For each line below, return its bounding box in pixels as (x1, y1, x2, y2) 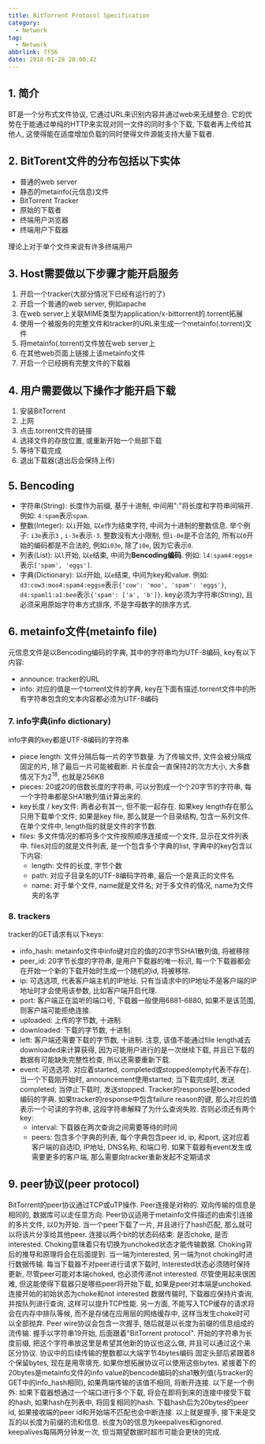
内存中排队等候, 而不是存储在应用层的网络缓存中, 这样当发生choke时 (21, 1308, 244, 1318)
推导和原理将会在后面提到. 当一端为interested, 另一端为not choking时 (21, 1249, 246, 1258)
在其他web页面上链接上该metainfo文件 (19, 348, 146, 358)
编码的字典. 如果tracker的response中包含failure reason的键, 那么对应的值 (19, 1095, 257, 1104)
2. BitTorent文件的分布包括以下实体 (8, 155, 181, 168)
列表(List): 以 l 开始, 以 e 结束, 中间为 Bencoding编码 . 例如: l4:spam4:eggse (19, 550, 253, 559)
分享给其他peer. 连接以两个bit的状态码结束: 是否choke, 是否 (35, 1229, 229, 1239)
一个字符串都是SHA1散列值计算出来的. (19, 792, 144, 801)
